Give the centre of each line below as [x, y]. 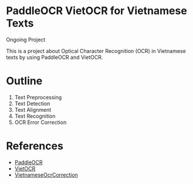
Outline [24, 81]
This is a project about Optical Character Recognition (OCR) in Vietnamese [96, 51]
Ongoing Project [26, 39]
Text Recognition [35, 116]
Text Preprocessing [38, 97]
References [35, 146]
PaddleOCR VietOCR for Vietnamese [97, 11]
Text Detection [32, 103]
